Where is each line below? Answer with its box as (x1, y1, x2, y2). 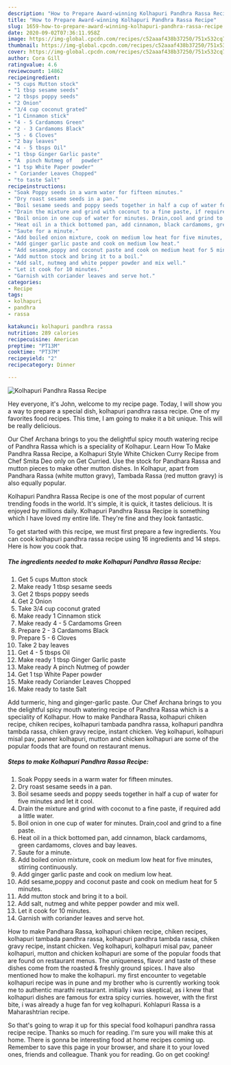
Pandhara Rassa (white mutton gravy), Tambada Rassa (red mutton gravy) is (8, 471, 223, 480)
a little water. (17, 811, 54, 819)
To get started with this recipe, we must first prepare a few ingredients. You (8, 527, 221, 535)
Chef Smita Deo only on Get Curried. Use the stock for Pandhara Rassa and (8, 457, 221, 465)
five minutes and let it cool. (17, 797, 95, 805)
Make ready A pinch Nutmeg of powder (17, 663, 130, 671)
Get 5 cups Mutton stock (17, 575, 88, 583)
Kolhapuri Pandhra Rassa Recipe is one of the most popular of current (8, 492, 205, 500)
